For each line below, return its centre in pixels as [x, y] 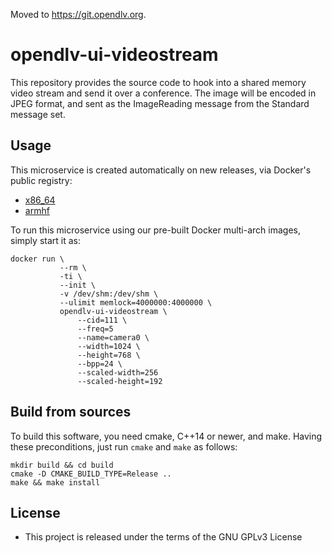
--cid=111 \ [102, 320]
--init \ [78, 285]
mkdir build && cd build [62, 465]
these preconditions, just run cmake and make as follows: [124, 446]
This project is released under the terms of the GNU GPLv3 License [163, 537]
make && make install [55, 482]
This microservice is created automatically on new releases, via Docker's [161, 170]
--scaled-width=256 [118, 372]
